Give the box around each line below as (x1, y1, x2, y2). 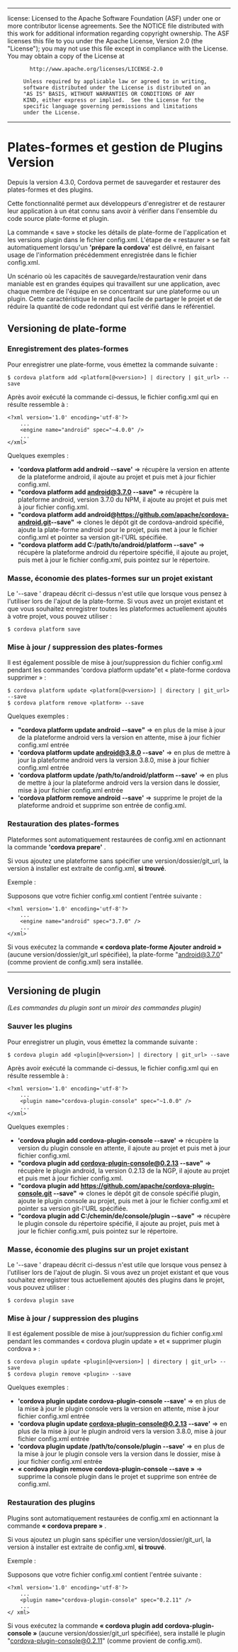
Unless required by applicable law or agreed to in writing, (23, 78, 208, 85)
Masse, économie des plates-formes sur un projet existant (7, 573, 213, 583)
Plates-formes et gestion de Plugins (7, 139, 223, 156)
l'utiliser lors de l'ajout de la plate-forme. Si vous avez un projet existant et (7, 597, 224, 605)
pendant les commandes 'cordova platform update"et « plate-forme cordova (7, 665, 231, 675)
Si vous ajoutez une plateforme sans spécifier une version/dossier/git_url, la (7, 857, 229, 865)
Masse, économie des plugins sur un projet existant (7, 1244, 189, 1254)
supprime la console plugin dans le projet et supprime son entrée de (17, 1472, 217, 1481)
